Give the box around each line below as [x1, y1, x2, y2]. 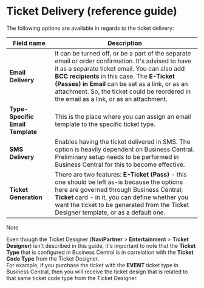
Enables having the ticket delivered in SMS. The [55, 137, 191, 146]
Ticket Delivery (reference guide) [6, 4, 177, 18]
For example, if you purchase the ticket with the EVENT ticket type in [6, 261, 179, 269]
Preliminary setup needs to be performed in [55, 152, 179, 161]
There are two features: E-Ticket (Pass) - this [55, 170, 187, 178]
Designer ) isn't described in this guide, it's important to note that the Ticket [6, 242, 196, 249]
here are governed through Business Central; [55, 185, 183, 194]
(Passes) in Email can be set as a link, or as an [55, 79, 188, 88]
